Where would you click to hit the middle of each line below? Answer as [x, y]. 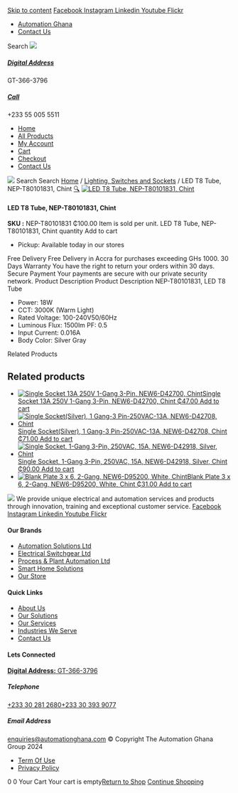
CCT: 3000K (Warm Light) [56, 310]
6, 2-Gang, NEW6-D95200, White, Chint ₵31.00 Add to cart [105, 484]
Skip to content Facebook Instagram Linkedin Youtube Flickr [96, 10]
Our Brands [25, 530]
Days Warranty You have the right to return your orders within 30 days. [111, 266]
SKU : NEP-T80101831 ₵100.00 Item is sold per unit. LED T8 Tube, [104, 224]
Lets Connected [31, 654]
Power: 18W [35, 303]
